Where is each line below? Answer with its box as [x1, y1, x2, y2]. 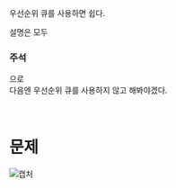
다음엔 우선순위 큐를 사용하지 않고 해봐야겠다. [9, 85, 168, 96]
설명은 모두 [9, 27, 48, 38]
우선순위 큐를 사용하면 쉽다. [9, 8, 106, 18]
